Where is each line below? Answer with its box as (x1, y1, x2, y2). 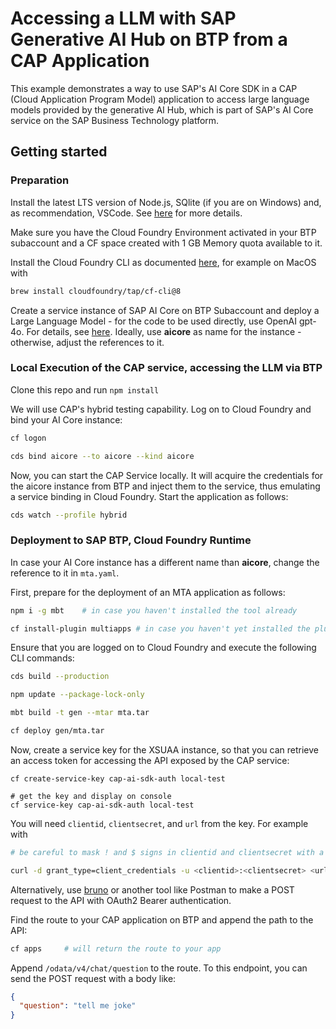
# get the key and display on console (10, 791, 172, 801)
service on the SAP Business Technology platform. (10, 114, 220, 126)
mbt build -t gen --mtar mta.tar (10, 708, 150, 718)
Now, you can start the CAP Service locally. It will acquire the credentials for (10, 469, 324, 481)
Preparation (10, 173, 70, 187)
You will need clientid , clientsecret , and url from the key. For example (10, 817, 309, 829)
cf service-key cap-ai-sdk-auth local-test (10, 800, 195, 810)
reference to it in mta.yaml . (10, 567, 120, 579)
